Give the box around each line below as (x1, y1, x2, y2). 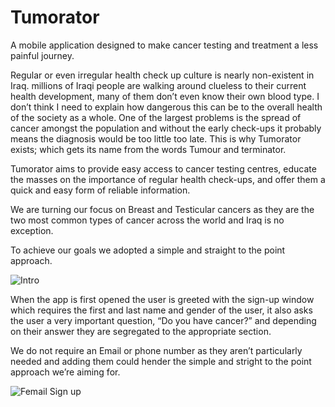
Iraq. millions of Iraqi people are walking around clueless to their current (10, 79, 307, 91)
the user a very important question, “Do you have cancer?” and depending (10, 314, 317, 326)
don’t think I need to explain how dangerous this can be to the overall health (10, 101, 323, 113)
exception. (10, 224, 54, 236)
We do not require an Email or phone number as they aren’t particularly (10, 344, 303, 356)
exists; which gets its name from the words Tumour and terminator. (10, 143, 287, 155)
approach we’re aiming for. (10, 366, 121, 378)
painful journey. (10, 49, 75, 61)
